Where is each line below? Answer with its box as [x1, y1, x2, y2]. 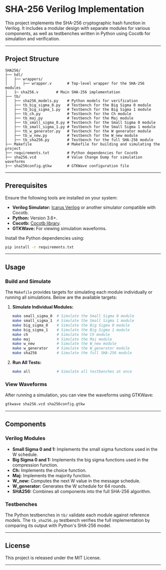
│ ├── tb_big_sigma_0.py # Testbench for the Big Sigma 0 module [5, 103, 152, 108]
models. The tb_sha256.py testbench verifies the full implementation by [5, 517, 150, 523]
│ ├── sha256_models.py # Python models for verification [5, 98, 138, 103]
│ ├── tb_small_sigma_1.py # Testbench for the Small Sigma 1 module [5, 124, 156, 129]
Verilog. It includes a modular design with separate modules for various [5, 25, 150, 31]
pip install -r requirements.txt [5, 245, 74, 250]
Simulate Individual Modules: [12, 304, 74, 310]
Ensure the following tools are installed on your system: [5, 194, 118, 200]
